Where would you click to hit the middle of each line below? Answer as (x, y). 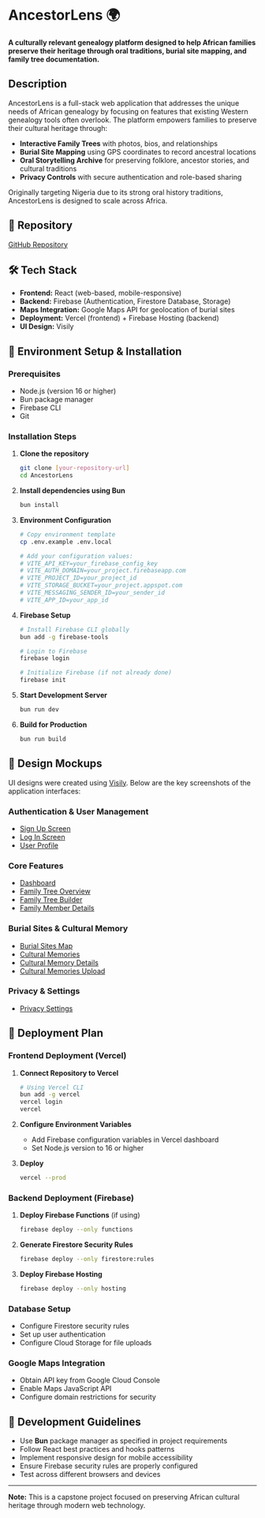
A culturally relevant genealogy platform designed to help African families (132, 42)
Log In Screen (42, 837)
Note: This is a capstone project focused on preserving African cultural (124, 1497)
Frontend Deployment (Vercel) (67, 1056)
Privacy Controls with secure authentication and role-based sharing (131, 177)
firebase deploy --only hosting (73, 1289)
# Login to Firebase (53, 651)
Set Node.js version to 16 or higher (88, 1148)
